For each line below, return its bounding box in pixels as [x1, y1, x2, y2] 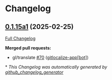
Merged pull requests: [5, 45, 52, 51]
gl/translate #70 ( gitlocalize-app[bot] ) [12, 54, 89, 60]
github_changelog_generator [5, 69, 64, 75]
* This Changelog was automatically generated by [5, 64, 108, 70]
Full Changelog [5, 35, 36, 41]
